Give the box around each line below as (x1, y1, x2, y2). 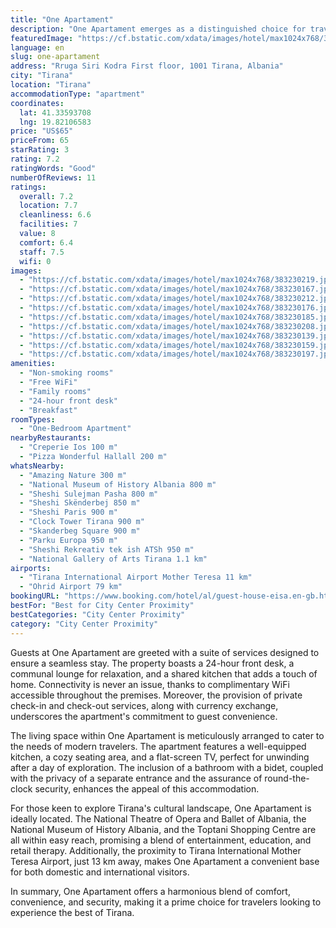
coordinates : (10, 98, 65, 108)
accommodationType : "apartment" (10, 89, 145, 99)
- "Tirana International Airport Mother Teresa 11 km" (19, 572, 253, 583)
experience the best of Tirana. (10, 906, 135, 918)
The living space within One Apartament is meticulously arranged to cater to (10, 729, 325, 741)
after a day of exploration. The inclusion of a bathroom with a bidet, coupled (10, 761, 324, 773)
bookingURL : (10, 591, 60, 601)
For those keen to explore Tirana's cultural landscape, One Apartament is (10, 802, 312, 814)
